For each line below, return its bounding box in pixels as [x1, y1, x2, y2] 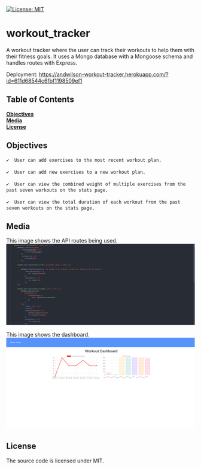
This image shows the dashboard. [6, 331, 90, 338]
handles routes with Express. [6, 59, 78, 66]
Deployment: [6, 71, 38, 78]
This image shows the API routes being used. [6, 237, 118, 244]
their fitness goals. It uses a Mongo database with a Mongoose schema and [6, 53, 193, 60]
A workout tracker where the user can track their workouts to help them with [6, 46, 194, 53]
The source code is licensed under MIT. [6, 457, 105, 464]
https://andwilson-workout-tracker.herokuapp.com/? [38, 71, 169, 78]
